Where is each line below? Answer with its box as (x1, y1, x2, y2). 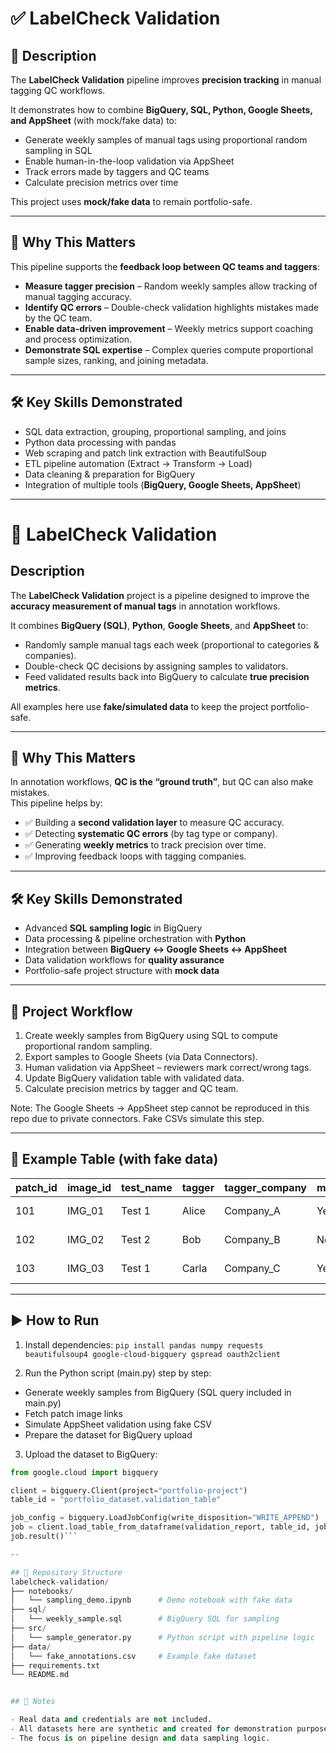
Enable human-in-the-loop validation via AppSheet (24, 155, 235, 167)
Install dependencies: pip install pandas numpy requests (24, 1338, 264, 1351)
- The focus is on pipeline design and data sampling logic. (10, 1733, 271, 1743)
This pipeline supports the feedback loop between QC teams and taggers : (10, 260, 320, 272)
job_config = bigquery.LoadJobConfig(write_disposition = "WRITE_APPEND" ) (10, 1513, 320, 1523)
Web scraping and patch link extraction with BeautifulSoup (24, 447, 267, 459)
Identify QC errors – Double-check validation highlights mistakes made (24, 301, 319, 313)
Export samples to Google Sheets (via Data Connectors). (24, 1051, 258, 1063)
